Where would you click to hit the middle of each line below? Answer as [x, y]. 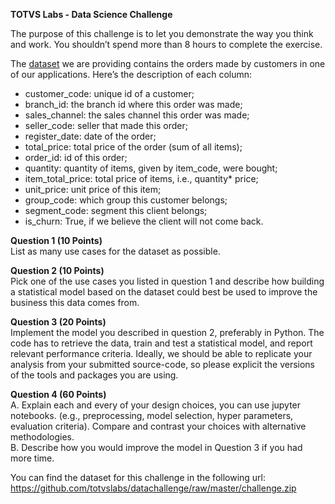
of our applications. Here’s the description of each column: [131, 74]
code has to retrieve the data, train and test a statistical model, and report [161, 343]
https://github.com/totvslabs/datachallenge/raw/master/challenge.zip [153, 488]
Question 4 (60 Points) [58, 394]
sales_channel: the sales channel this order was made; [137, 115]
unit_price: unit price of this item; [93, 189]
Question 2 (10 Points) [57, 270]
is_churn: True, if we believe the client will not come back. [144, 221]
